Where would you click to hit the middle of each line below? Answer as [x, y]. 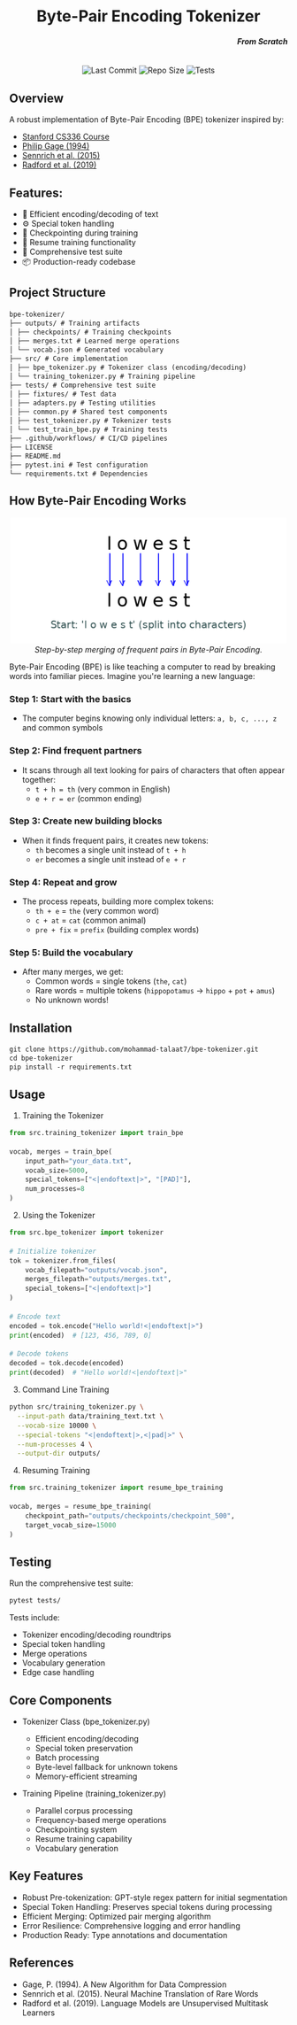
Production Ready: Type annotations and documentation [125, 1935]
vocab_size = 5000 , [57, 1171]
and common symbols [62, 728]
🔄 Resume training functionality [79, 243]
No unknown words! [72, 1000]
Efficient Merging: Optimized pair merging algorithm [117, 1916]
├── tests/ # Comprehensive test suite [83, 385]
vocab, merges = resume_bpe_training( [80, 1507]
